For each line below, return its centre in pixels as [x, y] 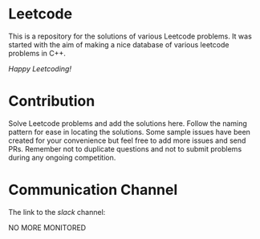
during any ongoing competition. [62, 157]
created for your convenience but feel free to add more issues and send [127, 140]
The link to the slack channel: [57, 212]
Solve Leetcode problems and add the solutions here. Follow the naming [128, 123]
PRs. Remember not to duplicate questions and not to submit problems [125, 148]
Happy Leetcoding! [40, 68]
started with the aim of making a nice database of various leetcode [119, 44]
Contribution [52, 101]
